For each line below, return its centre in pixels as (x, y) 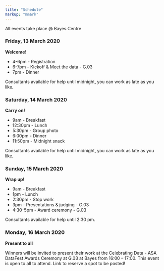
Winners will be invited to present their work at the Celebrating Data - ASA (81, 253)
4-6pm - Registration (34, 61)
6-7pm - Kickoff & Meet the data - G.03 (52, 67)
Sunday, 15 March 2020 (34, 169)
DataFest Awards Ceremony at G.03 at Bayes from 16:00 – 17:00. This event (82, 258)
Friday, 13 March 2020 (33, 41)
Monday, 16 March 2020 (35, 232)
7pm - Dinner (26, 72)
